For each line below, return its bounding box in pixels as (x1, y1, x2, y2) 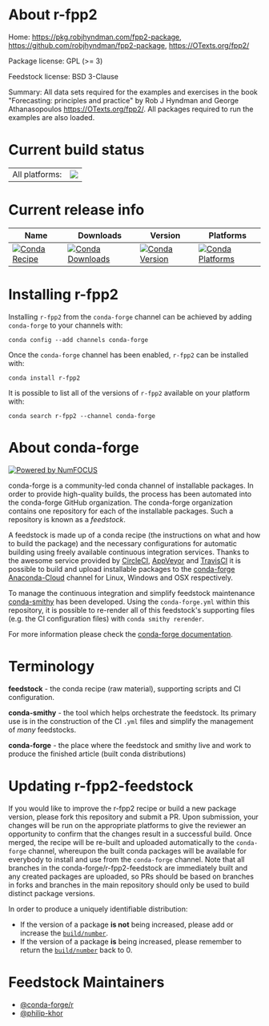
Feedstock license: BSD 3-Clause (8, 71, 118, 81)
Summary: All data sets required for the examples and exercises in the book (8, 87, 258, 97)
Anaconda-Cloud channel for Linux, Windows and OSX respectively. (8, 573, 234, 582)
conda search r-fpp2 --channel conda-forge (8, 412, 156, 420)
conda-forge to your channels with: (8, 320, 123, 330)
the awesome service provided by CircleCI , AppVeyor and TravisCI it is (8, 555, 242, 565)
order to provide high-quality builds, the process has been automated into (8, 489, 252, 498)
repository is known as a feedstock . (8, 514, 126, 524)
